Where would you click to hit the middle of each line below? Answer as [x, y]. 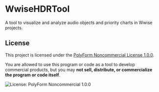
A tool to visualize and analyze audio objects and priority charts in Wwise [79, 23]
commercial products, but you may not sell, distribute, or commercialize [79, 69]
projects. [14, 27]
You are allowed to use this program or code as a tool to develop [70, 64]
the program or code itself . [33, 75]
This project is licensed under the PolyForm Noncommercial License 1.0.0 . [80, 55]
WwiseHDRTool [37, 9]
